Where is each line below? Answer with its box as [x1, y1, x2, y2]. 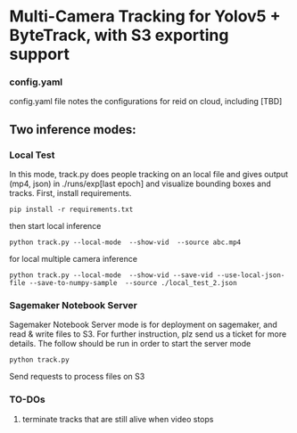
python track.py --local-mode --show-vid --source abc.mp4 [9, 238, 242, 247]
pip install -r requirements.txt [9, 205, 134, 215]
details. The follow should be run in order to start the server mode [9, 339, 252, 349]
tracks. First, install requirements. [9, 188, 132, 199]
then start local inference [9, 221, 102, 232]
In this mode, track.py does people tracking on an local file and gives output [9, 169, 288, 180]
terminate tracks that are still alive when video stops [21, 413, 214, 424]
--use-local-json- [217, 271, 285, 280]
